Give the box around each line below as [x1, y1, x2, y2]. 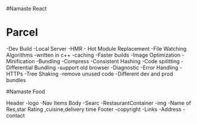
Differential [6, 64, 33, 71]
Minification [6, 57, 35, 64]
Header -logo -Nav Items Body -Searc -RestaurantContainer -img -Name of [6, 99, 192, 106]
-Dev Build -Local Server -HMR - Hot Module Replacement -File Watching [6, 45, 187, 52]
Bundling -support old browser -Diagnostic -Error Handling [34, 64, 179, 71]
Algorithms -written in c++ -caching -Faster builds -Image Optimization [6, 51, 181, 58]
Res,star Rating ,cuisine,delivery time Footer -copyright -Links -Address [6, 106, 182, 113]
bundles [6, 76, 26, 83]
